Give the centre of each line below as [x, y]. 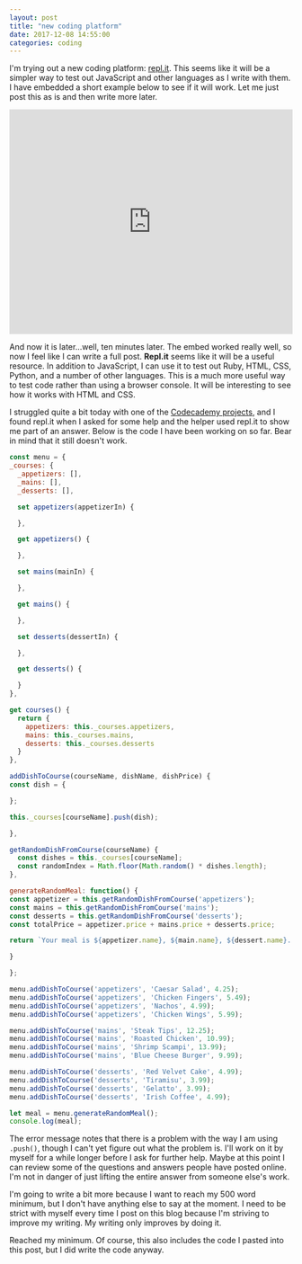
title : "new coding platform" [66, 26]
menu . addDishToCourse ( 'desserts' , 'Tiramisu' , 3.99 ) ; [112, 1080]
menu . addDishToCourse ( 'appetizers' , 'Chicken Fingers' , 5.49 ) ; [130, 997]
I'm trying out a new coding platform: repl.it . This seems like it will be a [140, 68]
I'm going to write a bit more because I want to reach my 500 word [133, 1194]
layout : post [34, 18]
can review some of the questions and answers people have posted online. [148, 1167]
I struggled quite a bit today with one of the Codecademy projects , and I [142, 412]
